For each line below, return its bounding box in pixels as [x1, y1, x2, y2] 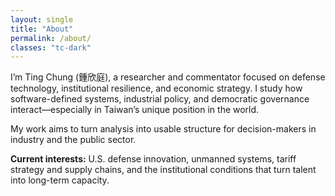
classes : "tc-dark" [10, 42, 92, 53]
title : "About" [10, 24, 74, 34]
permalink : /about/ [10, 33, 92, 43]
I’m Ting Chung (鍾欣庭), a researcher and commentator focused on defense [10, 71, 326, 83]
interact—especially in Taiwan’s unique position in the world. [10, 104, 260, 116]
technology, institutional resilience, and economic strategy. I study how [10, 82, 303, 95]
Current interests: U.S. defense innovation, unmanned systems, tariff [10, 153, 297, 165]
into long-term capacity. [10, 174, 110, 186]
